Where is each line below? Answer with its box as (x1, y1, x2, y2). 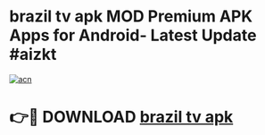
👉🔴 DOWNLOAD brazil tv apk (9, 107, 234, 127)
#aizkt (9, 45, 57, 64)
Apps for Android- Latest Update (9, 25, 257, 46)
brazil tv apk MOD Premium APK (9, 6, 253, 27)
